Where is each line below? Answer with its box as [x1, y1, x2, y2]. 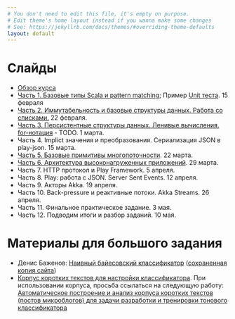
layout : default [7, 30, 55, 37]
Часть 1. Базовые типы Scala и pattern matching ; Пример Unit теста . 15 [17, 91, 228, 99]
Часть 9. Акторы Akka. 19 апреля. [17, 181, 118, 189]
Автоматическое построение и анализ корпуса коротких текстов [17, 289, 214, 297]
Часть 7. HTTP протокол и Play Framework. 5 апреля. [17, 166, 175, 175]
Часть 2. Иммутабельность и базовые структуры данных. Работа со [17, 106, 223, 115]
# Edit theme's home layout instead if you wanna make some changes [7, 17, 212, 24]
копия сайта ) [17, 266, 57, 275]
